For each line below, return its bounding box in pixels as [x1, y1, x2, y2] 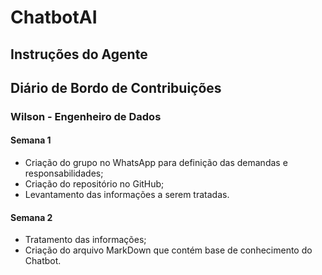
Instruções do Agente [10, 46, 148, 63]
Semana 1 [10, 134, 52, 146]
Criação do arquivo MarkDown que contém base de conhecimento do [24, 244, 313, 256]
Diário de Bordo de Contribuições [10, 79, 222, 96]
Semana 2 [10, 211, 53, 223]
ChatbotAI [10, 6, 98, 29]
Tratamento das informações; [24, 234, 147, 246]
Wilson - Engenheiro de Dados [10, 109, 162, 123]
